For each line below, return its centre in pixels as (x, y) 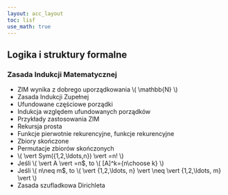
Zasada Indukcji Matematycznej (62, 74)
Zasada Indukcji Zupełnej (53, 97)
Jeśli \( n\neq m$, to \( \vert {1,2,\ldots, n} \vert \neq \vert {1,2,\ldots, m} (119, 171)
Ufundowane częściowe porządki (65, 104)
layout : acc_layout (35, 14)
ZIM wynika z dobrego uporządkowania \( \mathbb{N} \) (97, 90)
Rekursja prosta (40, 126)
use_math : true (29, 26)
